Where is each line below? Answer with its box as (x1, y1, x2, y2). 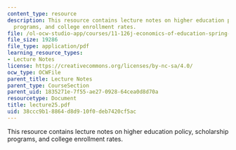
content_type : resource (7, 10, 77, 18)
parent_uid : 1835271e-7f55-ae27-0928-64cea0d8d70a (7, 88, 159, 95)
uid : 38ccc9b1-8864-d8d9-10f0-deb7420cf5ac (7, 108, 137, 115)
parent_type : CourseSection (7, 82, 90, 89)
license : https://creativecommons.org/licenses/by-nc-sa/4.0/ (7, 62, 193, 69)
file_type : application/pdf (7, 43, 90, 50)
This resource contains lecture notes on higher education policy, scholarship (7, 127, 229, 135)
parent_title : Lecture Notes (7, 75, 93, 83)
